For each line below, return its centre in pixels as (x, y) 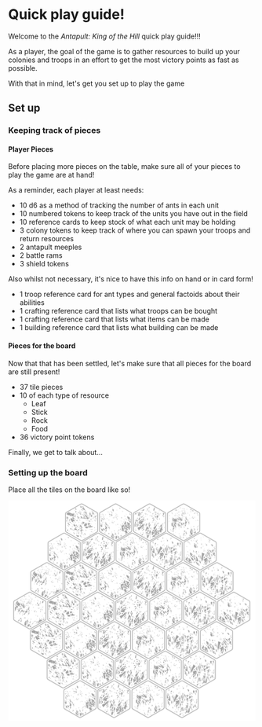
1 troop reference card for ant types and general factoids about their (129, 294)
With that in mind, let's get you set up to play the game (96, 83)
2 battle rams (41, 255)
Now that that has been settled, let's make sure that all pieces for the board (130, 363)
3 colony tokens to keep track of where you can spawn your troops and (135, 230)
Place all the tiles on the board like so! (69, 490)
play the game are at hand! (51, 175)
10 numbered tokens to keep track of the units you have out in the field (134, 214)
